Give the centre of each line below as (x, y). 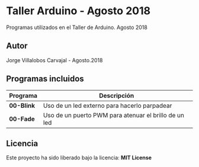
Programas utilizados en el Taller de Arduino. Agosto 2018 (77, 27)
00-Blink (22, 105)
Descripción (116, 95)
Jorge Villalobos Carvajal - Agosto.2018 (54, 60)
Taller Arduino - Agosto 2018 (78, 11)
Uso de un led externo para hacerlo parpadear (107, 105)
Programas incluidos (45, 79)
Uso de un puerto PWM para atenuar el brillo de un (114, 115)
